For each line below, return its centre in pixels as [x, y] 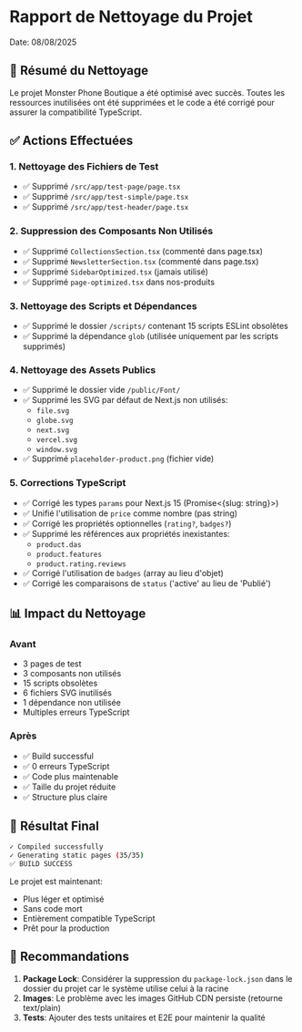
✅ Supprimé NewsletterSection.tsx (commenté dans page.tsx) [141, 261]
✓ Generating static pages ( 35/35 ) [77, 856]
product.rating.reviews [81, 564]
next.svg [53, 430]
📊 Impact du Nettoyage [78, 614]
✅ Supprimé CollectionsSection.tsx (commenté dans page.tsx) [143, 251]
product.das [59, 544]
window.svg [57, 450]
